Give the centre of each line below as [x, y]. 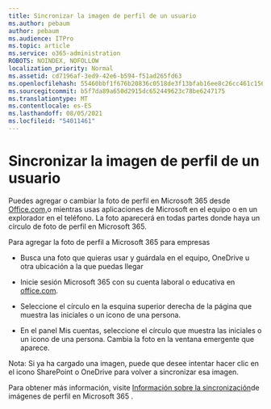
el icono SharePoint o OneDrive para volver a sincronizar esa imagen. [124, 372]
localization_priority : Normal [61, 69]
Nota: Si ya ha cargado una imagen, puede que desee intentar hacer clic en [134, 363]
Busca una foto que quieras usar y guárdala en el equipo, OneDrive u [135, 257]
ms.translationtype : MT [48, 99]
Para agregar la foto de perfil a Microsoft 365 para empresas [109, 242]
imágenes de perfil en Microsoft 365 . [71, 396]
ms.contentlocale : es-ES [50, 106]
